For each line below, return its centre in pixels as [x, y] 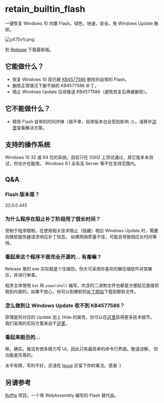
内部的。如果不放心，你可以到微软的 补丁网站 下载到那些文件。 [76, 291]
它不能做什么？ [28, 109]
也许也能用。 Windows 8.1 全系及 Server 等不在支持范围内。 [78, 164]
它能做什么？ [25, 67]
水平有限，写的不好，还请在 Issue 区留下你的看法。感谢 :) [63, 366]
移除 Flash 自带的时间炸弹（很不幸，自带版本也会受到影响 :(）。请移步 [82, 121]
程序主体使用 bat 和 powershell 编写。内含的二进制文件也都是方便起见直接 [80, 285]
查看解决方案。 [32, 128]
